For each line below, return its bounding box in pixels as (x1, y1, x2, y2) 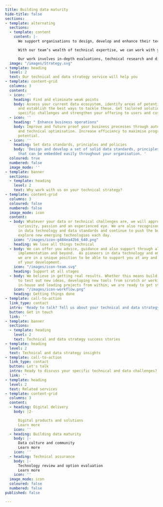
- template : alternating (5, 20, 55, 26)
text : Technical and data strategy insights (9, 350, 101, 355)
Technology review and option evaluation (17, 463, 103, 468)
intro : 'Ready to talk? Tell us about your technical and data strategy (9, 305, 160, 310)
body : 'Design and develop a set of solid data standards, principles (14, 147, 160, 152)
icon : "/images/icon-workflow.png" (14, 287, 86, 292)
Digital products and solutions (17, 418, 83, 423)
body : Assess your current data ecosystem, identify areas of (14, 102, 142, 107)
